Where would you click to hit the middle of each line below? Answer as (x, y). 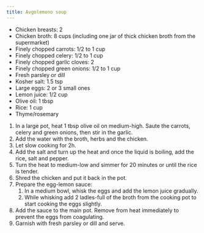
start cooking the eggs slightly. (63, 204)
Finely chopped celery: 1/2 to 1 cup (59, 55)
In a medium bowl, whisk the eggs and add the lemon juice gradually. (111, 191)
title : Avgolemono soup (37, 12)
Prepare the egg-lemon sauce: (54, 184)
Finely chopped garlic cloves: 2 (55, 62)
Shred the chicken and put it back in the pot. (71, 177)
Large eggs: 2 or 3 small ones (53, 88)
